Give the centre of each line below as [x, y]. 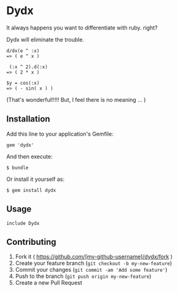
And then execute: [29, 156]
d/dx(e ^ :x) [23, 51]
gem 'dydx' [20, 145]
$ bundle [17, 167]
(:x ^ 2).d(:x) [28, 67]
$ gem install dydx [31, 190]
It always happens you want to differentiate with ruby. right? [82, 28]
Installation [28, 119]
